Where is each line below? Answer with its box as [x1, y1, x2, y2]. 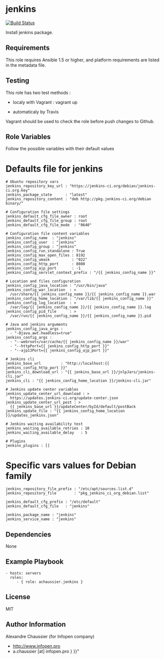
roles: [10, 575, 24, 580]
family [5, 470, 32, 482]
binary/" [5, 201, 24, 206]
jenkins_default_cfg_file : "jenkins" [5, 504, 90, 509]
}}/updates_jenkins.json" [5, 413, 59, 418]
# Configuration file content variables [5, 231, 90, 236]
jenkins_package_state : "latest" [5, 192, 88, 197]
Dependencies [5, 530, 51, 538]
